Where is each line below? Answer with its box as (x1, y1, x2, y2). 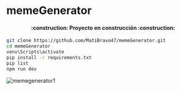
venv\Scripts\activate (6, 49, 64, 55)
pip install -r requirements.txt (6, 55, 92, 61)
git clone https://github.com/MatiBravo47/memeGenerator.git (6, 38, 166, 44)
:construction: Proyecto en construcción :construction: (31, 24, 175, 31)
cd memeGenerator (6, 43, 51, 49)
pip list (6, 60, 29, 66)
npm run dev (6, 66, 37, 72)
